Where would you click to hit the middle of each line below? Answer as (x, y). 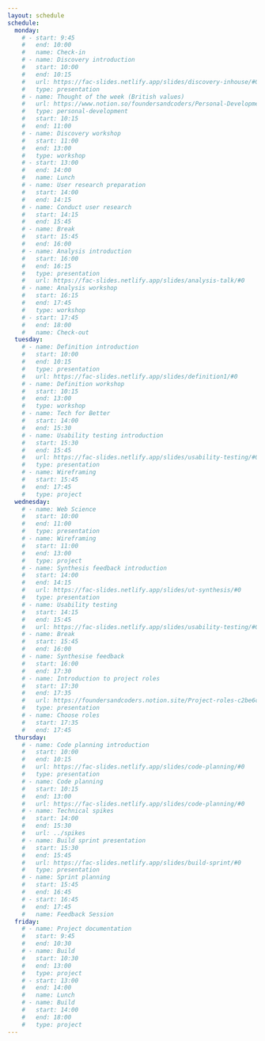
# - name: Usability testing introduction (93, 435)
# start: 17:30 (50, 686)
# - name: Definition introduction (80, 347)
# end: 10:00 (47, 45)
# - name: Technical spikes (68, 811)
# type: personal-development (75, 112)
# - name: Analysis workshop (70, 288)
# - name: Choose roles (61, 715)
